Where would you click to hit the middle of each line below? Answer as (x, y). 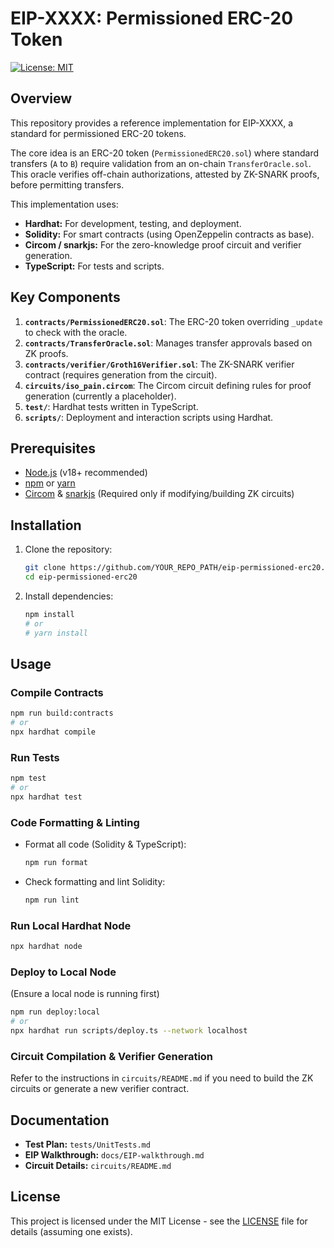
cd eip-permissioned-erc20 (81, 577)
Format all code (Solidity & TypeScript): (105, 844)
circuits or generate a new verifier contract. (100, 1089)
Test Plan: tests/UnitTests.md (87, 1144)
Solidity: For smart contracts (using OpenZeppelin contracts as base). (169, 234)
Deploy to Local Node (63, 972)
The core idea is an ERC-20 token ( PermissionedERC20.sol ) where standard (165, 153)
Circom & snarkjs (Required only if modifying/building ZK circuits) (159, 494)
